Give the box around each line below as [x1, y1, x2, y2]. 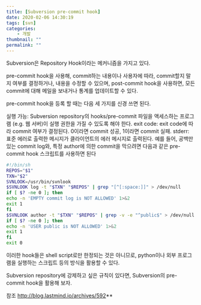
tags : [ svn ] [6, 20, 36, 26]
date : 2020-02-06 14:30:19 [6, 14, 74, 20]
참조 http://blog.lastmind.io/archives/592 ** [6, 292, 113, 299]
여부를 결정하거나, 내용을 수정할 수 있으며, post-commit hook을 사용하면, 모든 [12, 79, 196, 87]
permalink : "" [6, 43, 42, 49]
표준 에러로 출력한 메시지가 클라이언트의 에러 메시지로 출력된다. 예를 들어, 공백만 [6, 135, 194, 142]
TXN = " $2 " [6, 173, 28, 179]
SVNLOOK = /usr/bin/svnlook [6, 179, 71, 185]
